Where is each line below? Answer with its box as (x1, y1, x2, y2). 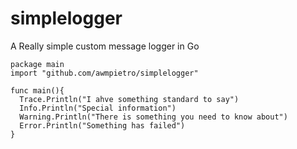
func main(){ (10, 85, 65, 96)
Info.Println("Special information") (19, 103, 177, 113)
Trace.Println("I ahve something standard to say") (19, 94, 240, 104)
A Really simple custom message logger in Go (10, 40, 200, 52)
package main (10, 59, 65, 69)
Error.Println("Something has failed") (19, 120, 186, 131)
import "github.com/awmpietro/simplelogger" (10, 68, 199, 78)
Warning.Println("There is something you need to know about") (19, 112, 288, 122)
